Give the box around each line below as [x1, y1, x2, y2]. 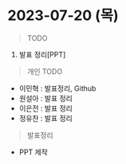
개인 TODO [26, 66, 63, 76]
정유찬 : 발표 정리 [18, 113, 73, 123]
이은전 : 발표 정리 [18, 103, 73, 113]
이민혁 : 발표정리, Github [18, 84, 96, 93]
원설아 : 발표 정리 [18, 93, 73, 103]
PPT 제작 [18, 147, 49, 157]
